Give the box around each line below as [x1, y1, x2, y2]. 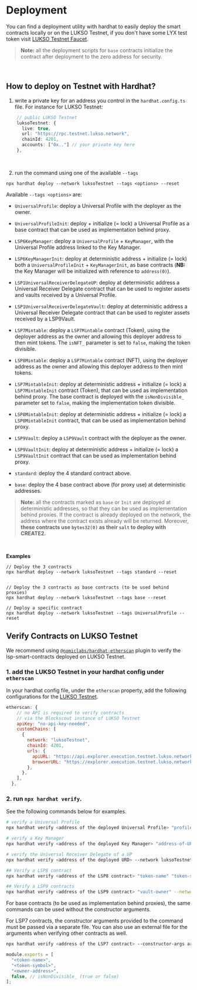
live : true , [21, 126, 51, 131]
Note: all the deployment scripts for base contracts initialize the [20, 46, 173, 53]
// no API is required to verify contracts [16, 709, 125, 716]
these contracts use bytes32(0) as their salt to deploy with [20, 523, 166, 531]
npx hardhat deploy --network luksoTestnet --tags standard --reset [6, 569, 177, 575]
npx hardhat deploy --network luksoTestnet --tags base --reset [6, 594, 167, 600]
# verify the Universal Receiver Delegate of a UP [6, 852, 133, 857]
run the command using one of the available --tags [14, 169, 139, 176]
